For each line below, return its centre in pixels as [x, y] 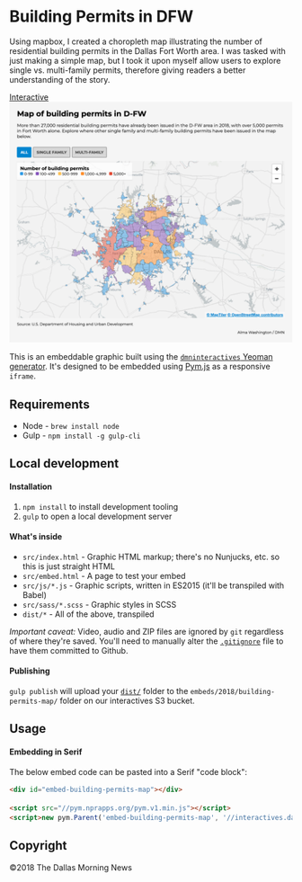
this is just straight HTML [68, 566]
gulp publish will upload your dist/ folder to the [99, 690]
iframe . [22, 376]
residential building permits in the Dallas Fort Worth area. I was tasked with [147, 50]
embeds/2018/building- [233, 691]
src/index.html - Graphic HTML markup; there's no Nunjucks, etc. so [151, 557]
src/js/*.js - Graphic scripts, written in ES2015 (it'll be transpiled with [153, 585]
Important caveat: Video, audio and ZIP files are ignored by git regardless [147, 631]
